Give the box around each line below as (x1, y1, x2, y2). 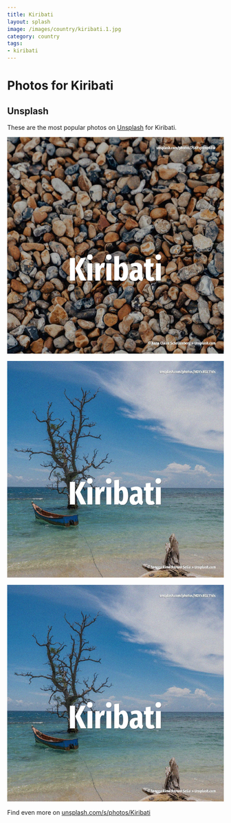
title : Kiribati (7, 11, 54, 18)
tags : (7, 40, 23, 47)
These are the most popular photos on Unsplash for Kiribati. (7, 124, 177, 131)
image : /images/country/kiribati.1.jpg (7, 25, 122, 32)
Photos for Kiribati (7, 78, 114, 94)
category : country (7, 33, 60, 40)
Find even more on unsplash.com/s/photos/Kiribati (7, 809, 151, 816)
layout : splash (7, 18, 51, 25)
